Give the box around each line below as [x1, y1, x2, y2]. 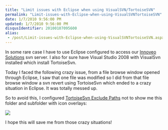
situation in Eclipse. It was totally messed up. [5, 85, 97, 91]
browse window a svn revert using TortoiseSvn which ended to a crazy [5, 79, 151, 85]
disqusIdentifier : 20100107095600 [5, 26, 77, 31]
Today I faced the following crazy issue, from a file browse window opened [5, 69, 160, 75]
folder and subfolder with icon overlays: [5, 100, 87, 106]
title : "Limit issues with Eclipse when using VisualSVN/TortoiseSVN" [5, 7, 155, 12]
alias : [5, 30, 19, 35]
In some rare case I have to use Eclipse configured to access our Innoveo [5, 48, 156, 55]
